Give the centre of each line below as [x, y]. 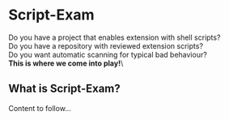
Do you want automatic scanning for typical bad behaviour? [108, 54]
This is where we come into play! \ [66, 63]
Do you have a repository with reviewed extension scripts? [106, 45]
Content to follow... [40, 108]
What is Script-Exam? [64, 89]
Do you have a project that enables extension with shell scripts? [114, 37]
